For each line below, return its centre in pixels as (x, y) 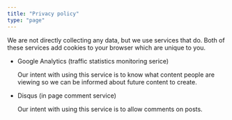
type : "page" (26, 20)
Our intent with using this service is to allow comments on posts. (110, 109)
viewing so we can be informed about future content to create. (107, 82)
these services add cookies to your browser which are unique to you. (107, 47)
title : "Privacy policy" (43, 14)
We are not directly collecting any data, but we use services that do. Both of (116, 40)
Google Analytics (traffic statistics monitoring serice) (93, 61)
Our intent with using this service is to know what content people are (116, 75)
